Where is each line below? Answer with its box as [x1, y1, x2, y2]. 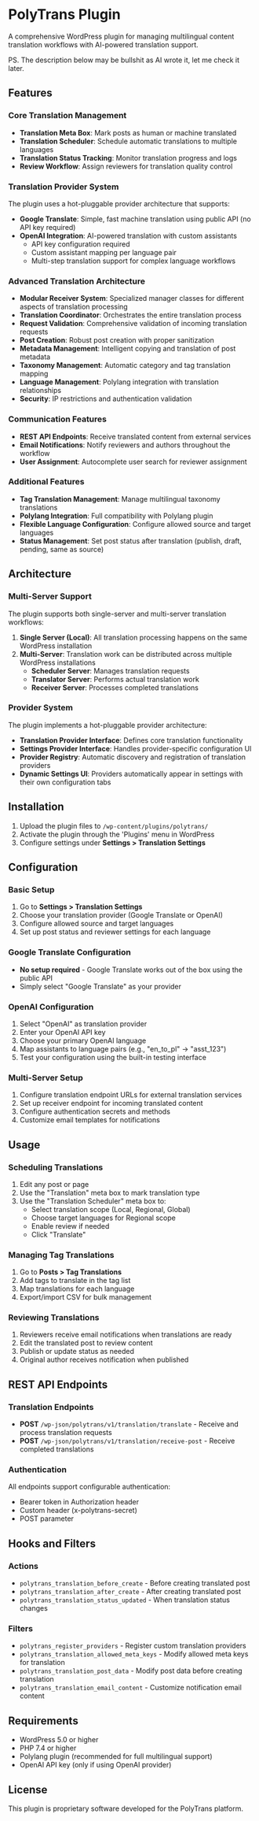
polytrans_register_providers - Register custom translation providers [19, 1641, 246, 1651]
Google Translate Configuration [8, 947, 131, 958]
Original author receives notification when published [19, 1355, 189, 1364]
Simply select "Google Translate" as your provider [19, 981, 182, 991]
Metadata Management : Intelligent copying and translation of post [19, 344, 236, 354]
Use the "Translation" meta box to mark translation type [19, 1188, 200, 1197]
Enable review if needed [31, 1221, 110, 1230]
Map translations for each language [19, 1284, 135, 1293]
